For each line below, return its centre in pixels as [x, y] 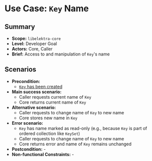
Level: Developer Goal [34, 44]
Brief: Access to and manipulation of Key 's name [61, 54]
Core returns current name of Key [52, 102]
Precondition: [26, 81]
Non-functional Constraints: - [43, 154]
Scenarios [20, 69]
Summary [20, 27]
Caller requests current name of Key [55, 97]
